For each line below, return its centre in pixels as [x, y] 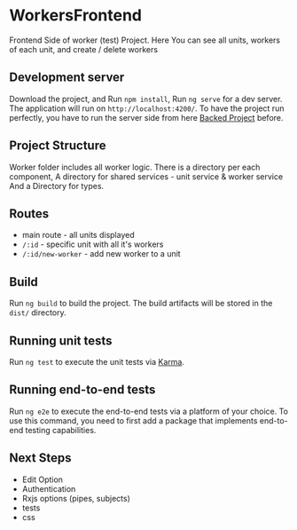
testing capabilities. [61, 430]
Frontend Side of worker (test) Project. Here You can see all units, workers [145, 40]
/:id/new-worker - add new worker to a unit [101, 254]
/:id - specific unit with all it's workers [93, 244]
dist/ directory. [38, 312]
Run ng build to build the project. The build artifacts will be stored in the [141, 304]
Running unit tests [61, 340]
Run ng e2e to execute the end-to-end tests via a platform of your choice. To [149, 411]
